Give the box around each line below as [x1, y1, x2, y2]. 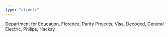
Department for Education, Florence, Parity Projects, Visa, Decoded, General [5, 21, 164, 27]
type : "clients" [5, 7, 39, 12]
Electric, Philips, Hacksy [5, 26, 55, 32]
